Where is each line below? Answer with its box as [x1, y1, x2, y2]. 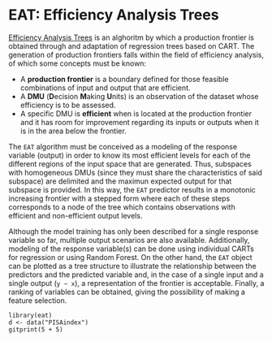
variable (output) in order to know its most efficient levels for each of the [8, 150, 251, 160]
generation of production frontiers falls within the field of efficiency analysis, [8, 50, 265, 59]
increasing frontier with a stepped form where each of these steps [8, 193, 231, 203]
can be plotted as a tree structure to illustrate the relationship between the [8, 261, 257, 271]
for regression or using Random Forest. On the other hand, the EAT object [8, 252, 253, 262]
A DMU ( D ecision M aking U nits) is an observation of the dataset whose [19, 91, 259, 101]
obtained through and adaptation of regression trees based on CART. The [8, 41, 255, 50]
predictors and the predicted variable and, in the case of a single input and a [8, 270, 264, 279]
